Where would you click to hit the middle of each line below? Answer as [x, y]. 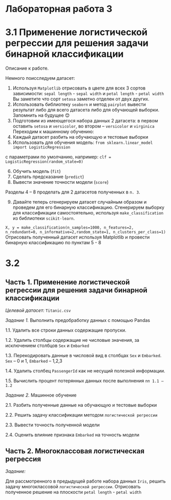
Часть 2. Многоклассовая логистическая [75, 451]
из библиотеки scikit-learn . [44, 219]
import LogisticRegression [41, 147]
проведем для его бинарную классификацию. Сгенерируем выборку [89, 207]
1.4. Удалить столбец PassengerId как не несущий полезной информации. [85, 371]
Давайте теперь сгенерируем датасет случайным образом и [80, 202]
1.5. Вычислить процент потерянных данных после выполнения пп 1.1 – [84, 381]
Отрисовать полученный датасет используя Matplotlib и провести [78, 237]
